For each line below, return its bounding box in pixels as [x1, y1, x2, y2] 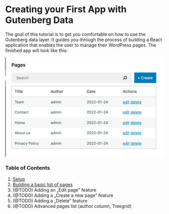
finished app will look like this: [5, 47, 68, 53]
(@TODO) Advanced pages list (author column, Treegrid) [12, 203, 132, 209]
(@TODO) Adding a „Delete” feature [12, 197, 88, 204]
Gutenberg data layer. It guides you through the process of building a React [5, 37, 162, 43]
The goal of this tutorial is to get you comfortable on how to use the [5, 31, 146, 37]
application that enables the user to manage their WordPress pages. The [5, 42, 156, 48]
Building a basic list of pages [12, 181, 73, 188]
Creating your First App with [5, 4, 127, 15]
